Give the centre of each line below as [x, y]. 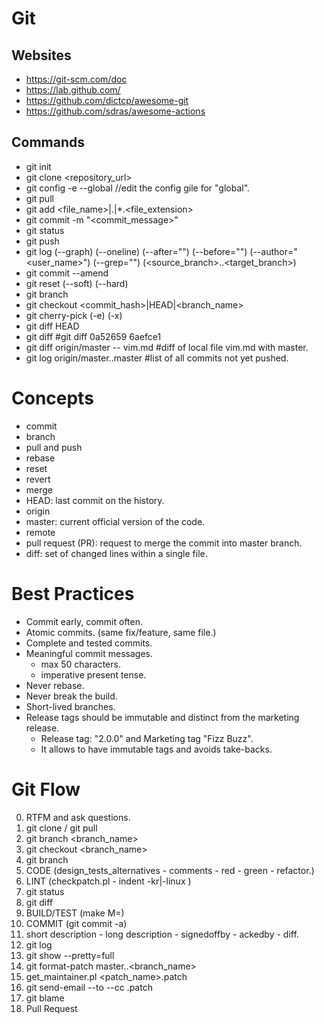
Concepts [52, 398]
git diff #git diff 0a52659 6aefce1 [93, 336]
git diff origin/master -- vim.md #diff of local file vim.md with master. [167, 347]
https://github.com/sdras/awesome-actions [115, 111]
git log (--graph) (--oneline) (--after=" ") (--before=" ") [136, 251]
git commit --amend [67, 273]
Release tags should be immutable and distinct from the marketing [162, 717]
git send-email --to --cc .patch [89, 987]
